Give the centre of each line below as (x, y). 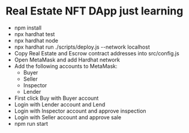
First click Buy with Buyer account (56, 98)
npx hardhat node (36, 40)
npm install (28, 28)
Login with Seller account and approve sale (67, 117)
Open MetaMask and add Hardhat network (67, 60)
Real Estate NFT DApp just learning (94, 11)
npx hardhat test (34, 34)
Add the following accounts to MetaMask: (66, 66)
